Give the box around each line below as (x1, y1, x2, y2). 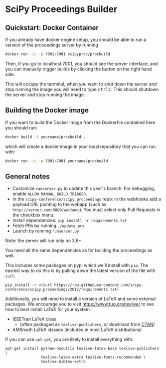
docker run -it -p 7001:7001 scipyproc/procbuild (5, 51, 111, 56)
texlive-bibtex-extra (40, 359, 86, 364)
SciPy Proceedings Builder (5, 3, 118, 15)
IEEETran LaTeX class (12, 316, 57, 322)
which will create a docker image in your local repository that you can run (5, 143, 156, 149)
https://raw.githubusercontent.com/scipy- (54, 282, 144, 288)
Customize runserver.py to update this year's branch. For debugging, (12, 185, 156, 191)
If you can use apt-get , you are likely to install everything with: (5, 336, 134, 342)
